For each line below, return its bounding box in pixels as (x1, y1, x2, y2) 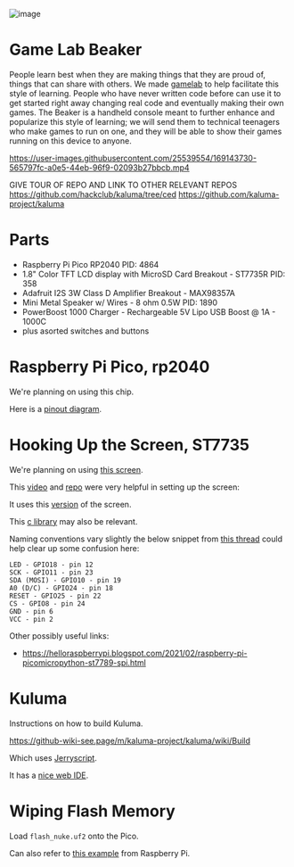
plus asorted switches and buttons (21, 326, 150, 336)
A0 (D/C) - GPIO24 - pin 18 (9, 583, 114, 592)
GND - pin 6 (9, 607, 53, 615)
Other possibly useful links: (9, 630, 110, 641)
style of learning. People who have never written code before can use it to (9, 87, 282, 98)
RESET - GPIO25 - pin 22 (9, 591, 102, 600)
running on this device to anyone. (9, 135, 132, 146)
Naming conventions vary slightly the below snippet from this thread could (9, 533, 283, 544)
